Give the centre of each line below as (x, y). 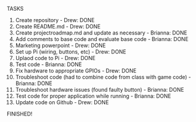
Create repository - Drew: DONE (55, 20)
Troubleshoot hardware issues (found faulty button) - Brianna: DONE (99, 90)
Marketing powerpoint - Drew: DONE (60, 45)
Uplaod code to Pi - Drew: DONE (55, 58)
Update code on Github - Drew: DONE (62, 102)
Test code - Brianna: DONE (49, 64)
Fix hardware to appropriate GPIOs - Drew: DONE (76, 71)
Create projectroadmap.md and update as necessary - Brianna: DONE (101, 33)
